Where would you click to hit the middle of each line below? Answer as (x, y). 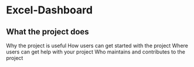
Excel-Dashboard (49, 10)
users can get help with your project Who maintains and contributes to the (96, 52)
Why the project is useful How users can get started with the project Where (97, 45)
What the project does (47, 32)
